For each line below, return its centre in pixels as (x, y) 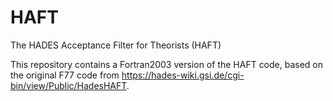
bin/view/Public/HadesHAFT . (70, 85)
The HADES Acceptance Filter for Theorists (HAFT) (116, 45)
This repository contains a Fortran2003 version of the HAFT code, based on (167, 64)
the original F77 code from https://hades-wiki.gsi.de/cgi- (127, 75)
